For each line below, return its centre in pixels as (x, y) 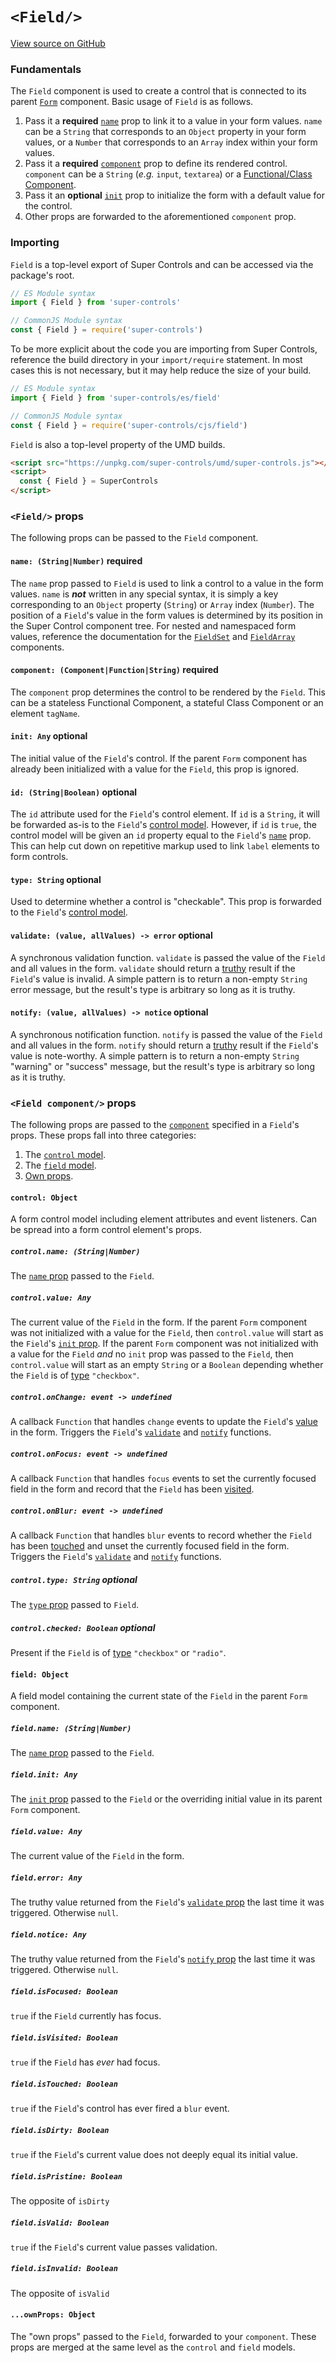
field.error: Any (46, 1878)
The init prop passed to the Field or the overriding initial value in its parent (166, 1799)
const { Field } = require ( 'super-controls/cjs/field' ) (129, 425)
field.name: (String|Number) (71, 1728)
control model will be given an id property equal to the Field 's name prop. (161, 835)
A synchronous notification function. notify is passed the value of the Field (166, 1034)
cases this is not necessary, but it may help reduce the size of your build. (161, 370)
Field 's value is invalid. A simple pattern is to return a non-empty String (159, 979)
